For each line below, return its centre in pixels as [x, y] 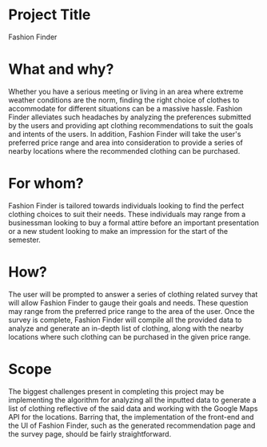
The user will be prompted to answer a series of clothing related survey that [133, 294]
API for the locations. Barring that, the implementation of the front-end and [131, 417]
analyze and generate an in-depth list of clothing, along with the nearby [126, 328]
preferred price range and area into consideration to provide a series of [126, 143]
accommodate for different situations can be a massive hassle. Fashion [126, 108]
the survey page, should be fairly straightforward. [90, 433]
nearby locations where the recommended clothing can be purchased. [124, 151]
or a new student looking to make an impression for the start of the [118, 231]
